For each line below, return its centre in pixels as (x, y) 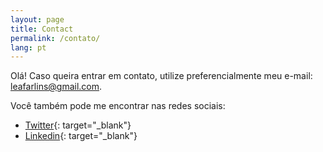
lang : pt (28, 47)
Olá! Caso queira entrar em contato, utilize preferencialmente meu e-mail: (161, 76)
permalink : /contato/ (55, 38)
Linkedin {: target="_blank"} (81, 136)
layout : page (37, 19)
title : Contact (42, 29)
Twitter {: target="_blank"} (78, 125)
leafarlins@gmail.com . (56, 87)
